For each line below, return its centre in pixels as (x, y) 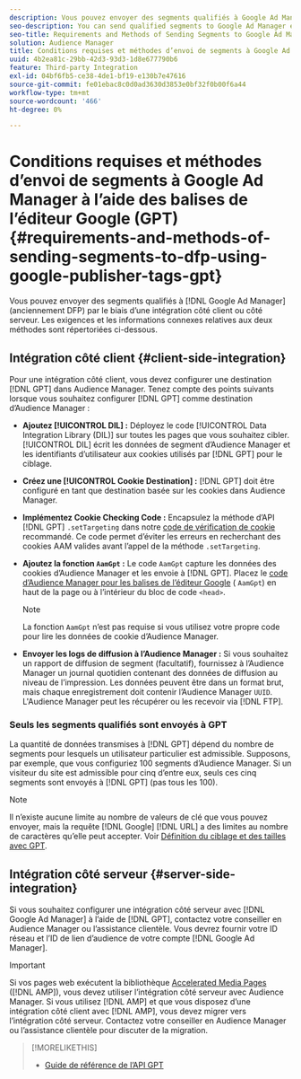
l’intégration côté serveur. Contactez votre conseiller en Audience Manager (148, 1021)
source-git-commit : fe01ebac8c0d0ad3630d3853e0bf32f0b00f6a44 (128, 84)
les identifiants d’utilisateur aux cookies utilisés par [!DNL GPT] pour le (152, 454)
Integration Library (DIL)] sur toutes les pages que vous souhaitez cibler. (155, 435)
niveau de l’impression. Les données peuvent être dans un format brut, (153, 682)
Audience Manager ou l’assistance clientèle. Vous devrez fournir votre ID (143, 929)
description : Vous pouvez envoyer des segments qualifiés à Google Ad (144, 18)
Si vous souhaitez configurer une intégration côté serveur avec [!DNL (137, 910)
